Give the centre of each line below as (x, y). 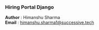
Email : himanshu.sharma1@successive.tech (49, 22)
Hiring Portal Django (30, 7)
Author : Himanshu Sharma (33, 18)
